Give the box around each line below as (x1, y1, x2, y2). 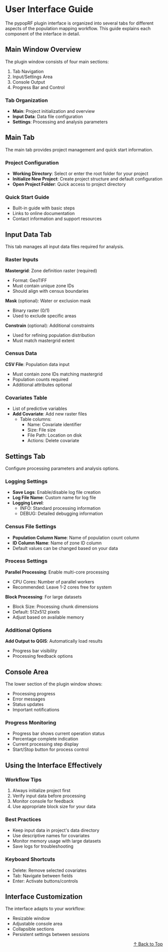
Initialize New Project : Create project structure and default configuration (12, 176, 162, 182)
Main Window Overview (5, 45, 81, 54)
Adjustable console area (12, 921, 62, 927)
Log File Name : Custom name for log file (12, 495, 96, 501)
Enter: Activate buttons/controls (12, 878, 78, 884)
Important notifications (12, 706, 59, 712)
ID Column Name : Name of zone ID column (12, 540, 102, 546)
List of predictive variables (12, 406, 67, 412)
